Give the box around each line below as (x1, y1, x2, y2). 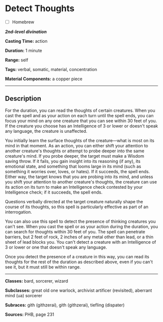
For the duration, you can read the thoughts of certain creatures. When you (5, 107, 155, 113)
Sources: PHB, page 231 (5, 311, 54, 317)
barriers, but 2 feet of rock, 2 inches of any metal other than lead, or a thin (5, 234, 154, 240)
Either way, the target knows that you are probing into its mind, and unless (5, 174, 153, 179)
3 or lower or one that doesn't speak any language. (5, 244, 107, 250)
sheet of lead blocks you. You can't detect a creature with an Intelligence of (5, 239, 156, 245)
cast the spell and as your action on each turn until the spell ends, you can (5, 112, 154, 118)
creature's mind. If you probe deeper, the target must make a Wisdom (5, 153, 145, 159)
